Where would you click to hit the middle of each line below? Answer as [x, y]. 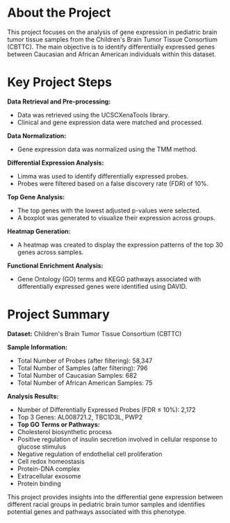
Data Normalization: [37, 135]
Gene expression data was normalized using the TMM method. [107, 149]
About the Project [59, 13]
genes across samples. [50, 252]
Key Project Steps [60, 82]
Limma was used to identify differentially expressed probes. [103, 176]
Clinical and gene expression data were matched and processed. [110, 122]
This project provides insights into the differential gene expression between [115, 497]
